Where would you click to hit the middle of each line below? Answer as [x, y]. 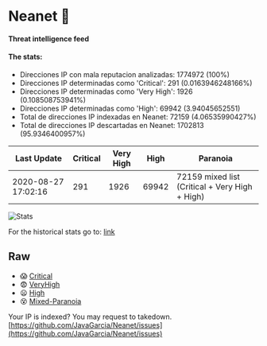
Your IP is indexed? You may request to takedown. [90, 317]
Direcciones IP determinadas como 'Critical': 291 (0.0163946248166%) [136, 83]
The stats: [25, 57]
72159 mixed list [208, 177]
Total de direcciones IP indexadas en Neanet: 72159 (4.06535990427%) [138, 117]
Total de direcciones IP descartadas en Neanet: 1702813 [112, 125]
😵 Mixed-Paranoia [50, 301]
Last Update [38, 158]
